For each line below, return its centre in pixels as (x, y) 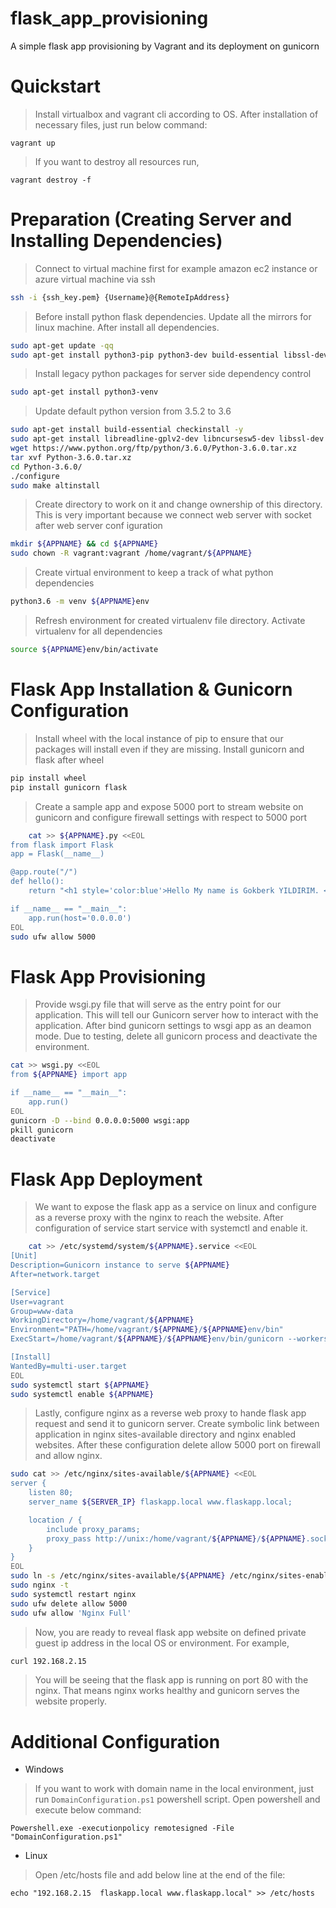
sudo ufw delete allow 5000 (69, 1603)
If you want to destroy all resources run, (117, 161)
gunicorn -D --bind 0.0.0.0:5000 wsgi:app (100, 1120)
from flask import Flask (62, 845)
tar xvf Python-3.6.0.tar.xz (71, 457)
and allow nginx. (68, 1456)
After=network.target (55, 1274)
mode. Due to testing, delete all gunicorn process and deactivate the (176, 1036)
